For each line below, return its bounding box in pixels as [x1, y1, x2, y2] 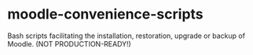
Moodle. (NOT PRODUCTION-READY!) [7, 39, 131, 48]
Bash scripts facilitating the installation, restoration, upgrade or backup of [7, 31, 245, 40]
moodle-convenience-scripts [7, 5, 203, 23]
